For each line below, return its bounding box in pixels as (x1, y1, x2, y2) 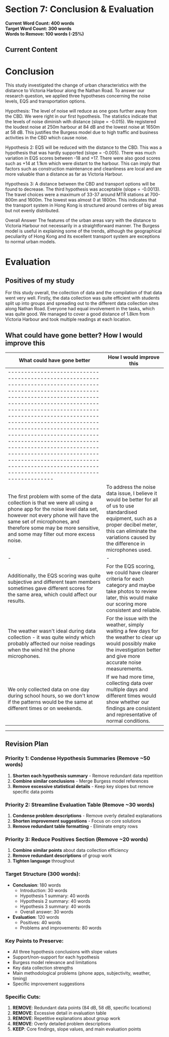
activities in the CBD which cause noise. (5, 135, 89, 141)
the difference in (106, 540, 145, 547)
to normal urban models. (5, 239, 56, 245)
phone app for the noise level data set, (8, 505, 99, 512)
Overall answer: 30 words (20, 909, 74, 915)
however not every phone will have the (8, 512, 99, 519)
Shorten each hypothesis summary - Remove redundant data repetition (12, 772, 163, 779)
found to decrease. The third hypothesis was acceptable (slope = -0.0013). (5, 186, 161, 192)
